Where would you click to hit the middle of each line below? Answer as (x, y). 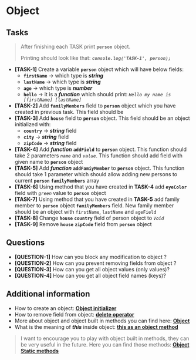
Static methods (40, 351)
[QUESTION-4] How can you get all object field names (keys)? (90, 275)
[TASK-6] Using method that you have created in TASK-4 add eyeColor (101, 187)
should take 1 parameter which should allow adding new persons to (96, 174)
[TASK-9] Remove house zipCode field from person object (83, 224)
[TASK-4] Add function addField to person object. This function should (100, 149)
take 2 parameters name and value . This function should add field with (99, 156)
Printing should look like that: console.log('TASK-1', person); (96, 58)
